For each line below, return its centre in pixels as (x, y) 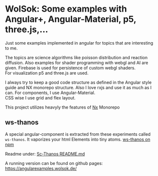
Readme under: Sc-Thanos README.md (45, 154)
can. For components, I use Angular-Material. (50, 93)
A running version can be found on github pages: (54, 163)
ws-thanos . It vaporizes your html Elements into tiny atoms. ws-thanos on (78, 139)
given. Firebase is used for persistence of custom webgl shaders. (70, 68)
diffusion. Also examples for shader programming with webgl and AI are (77, 63)
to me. (11, 48)
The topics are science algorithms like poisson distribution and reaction (76, 57)
